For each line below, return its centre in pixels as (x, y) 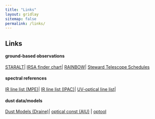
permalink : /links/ (25, 23)
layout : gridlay (22, 14)
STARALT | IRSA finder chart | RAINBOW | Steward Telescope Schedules (77, 67)
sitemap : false (21, 19)
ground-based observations (35, 56)
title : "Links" (21, 10)
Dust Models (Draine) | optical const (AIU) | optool (56, 112)
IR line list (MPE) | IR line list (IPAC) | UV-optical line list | (61, 89)
